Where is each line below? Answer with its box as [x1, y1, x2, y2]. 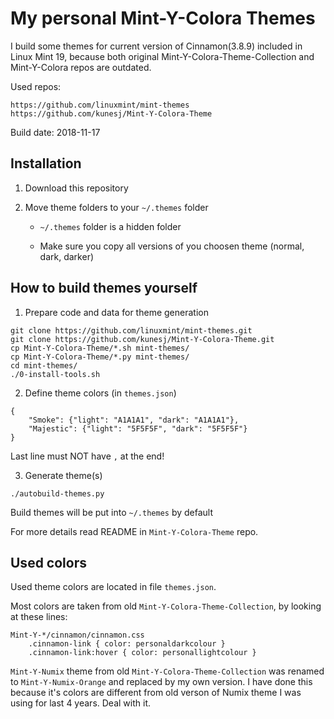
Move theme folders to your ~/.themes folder [24, 201, 209, 213]
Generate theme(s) [24, 469, 103, 481]
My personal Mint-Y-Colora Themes [10, 7, 316, 30]
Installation [10, 155, 82, 172]
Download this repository [24, 182, 129, 194]
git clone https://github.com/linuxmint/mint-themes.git [10, 325, 253, 336]
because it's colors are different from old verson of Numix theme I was [10, 687, 302, 699]
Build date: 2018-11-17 [10, 126, 101, 138]
